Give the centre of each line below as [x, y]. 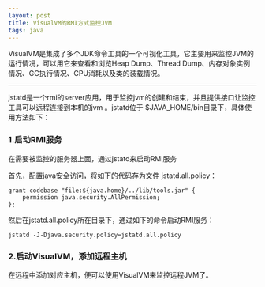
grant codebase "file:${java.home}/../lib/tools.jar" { [102, 191]
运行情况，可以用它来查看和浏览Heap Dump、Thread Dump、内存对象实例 [129, 63]
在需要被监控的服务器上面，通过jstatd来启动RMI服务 [93, 158]
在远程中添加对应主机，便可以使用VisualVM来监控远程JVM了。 [110, 274]
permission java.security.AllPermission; [91, 197]
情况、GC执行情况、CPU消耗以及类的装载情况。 [86, 74]
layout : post [30, 15]
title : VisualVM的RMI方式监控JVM [60, 23]
